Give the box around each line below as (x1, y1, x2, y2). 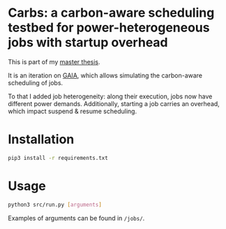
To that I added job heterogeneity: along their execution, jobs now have (8, 92, 213, 101)
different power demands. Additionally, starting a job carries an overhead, (8, 99, 220, 108)
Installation (8, 131, 75, 147)
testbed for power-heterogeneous (8, 20, 210, 36)
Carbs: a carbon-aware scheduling (8, 5, 215, 21)
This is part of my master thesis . (8, 57, 100, 66)
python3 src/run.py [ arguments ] (8, 201, 102, 208)
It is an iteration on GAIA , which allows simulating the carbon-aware (8, 71, 203, 80)
